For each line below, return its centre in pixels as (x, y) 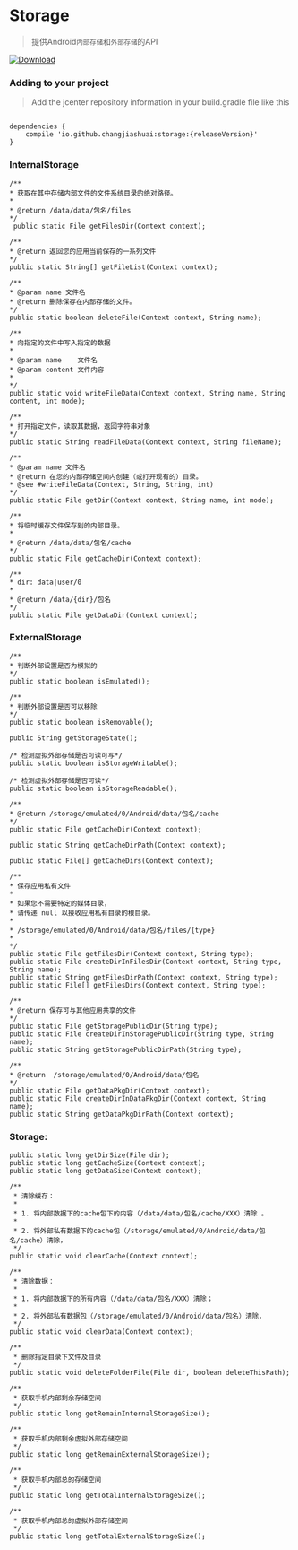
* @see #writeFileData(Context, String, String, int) (112, 484)
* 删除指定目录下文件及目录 (57, 1357)
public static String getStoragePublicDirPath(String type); (126, 1049)
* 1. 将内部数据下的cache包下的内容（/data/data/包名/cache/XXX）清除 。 (140, 1214)
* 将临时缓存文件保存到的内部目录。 (67, 526)
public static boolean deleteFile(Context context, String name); (136, 318)
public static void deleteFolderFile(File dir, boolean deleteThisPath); (150, 1373)
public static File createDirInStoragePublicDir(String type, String (142, 1034)
